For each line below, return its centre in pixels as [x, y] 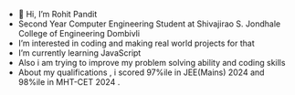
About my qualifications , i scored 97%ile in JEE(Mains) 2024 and [141, 72]
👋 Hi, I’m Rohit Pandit [58, 14]
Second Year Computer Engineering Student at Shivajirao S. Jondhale [149, 24]
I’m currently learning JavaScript [79, 53]
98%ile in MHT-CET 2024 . [69, 82]
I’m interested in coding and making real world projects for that [136, 43]
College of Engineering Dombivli [79, 33]
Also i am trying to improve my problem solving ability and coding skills [152, 63]
